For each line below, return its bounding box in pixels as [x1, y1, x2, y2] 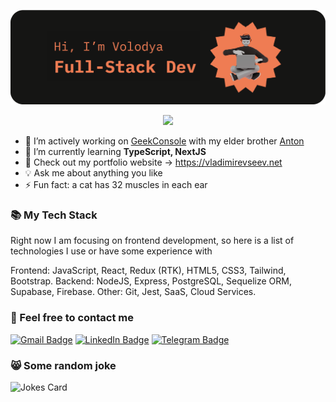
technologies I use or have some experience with [10, 245, 213, 257]
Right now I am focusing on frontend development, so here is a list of [10, 235, 295, 247]
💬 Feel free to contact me [10, 311, 134, 325]
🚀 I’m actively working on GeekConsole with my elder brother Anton [24, 135, 305, 147]
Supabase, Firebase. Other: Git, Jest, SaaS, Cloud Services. [10, 286, 257, 298]
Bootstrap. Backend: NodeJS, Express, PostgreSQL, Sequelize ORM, [10, 275, 293, 287]
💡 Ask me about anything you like [24, 167, 163, 179]
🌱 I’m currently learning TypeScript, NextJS [24, 146, 207, 158]
